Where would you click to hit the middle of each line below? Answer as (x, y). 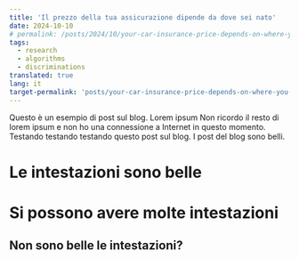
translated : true (41, 76)
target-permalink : (43, 92)
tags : (19, 42)
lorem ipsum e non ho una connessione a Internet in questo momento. (137, 126)
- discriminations (52, 68)
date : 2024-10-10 (41, 26)
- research (37, 51)
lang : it (25, 84)
